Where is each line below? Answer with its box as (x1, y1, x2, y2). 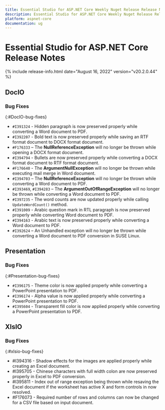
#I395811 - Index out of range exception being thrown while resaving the (12, 379, 159, 385)
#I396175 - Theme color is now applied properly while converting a (12, 282, 147, 288)
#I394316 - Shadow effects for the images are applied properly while (12, 358, 152, 364)
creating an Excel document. (12, 363, 70, 369)
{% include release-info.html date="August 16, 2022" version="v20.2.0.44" (5, 69, 158, 75)
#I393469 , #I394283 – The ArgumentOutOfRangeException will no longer (12, 186, 160, 192)
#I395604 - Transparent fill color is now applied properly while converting (12, 303, 160, 309)
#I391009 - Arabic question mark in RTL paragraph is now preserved (12, 206, 150, 212)
